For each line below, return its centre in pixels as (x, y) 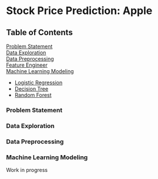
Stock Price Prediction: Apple (79, 11)
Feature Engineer (27, 65)
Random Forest (33, 95)
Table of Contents (40, 32)
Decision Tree (31, 89)
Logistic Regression (38, 82)
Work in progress (27, 170)
